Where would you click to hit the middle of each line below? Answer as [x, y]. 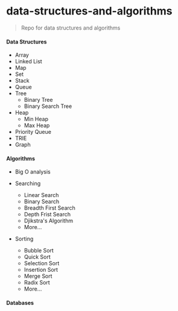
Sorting [24, 239]
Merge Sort [38, 276]
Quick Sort [37, 257]
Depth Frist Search [47, 215]
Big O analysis [33, 172]
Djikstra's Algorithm [49, 221]
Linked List [28, 61]
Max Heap [37, 125]
